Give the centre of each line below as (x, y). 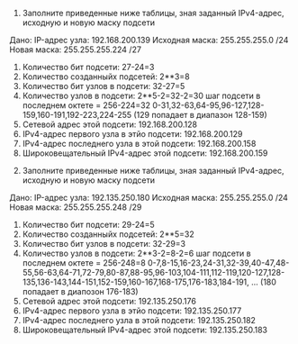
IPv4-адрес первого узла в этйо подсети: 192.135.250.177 (132, 311)
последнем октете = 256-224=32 (86, 105)
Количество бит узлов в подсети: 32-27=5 (104, 86)
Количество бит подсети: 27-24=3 (88, 67)
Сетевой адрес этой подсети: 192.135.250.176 (109, 301)
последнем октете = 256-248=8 (84, 263)
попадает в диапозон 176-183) (80, 291)
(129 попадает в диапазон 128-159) (200, 115)
